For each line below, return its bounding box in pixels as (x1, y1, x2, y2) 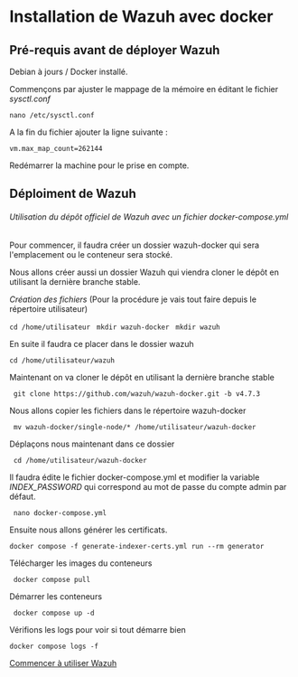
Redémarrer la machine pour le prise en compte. (9, 160, 190, 171)
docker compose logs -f (9, 642, 99, 651)
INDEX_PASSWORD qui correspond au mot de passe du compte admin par (9, 481, 287, 492)
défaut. (9, 491, 36, 502)
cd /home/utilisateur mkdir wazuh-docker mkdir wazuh (9, 323, 220, 332)
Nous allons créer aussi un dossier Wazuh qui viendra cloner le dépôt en (9, 267, 280, 277)
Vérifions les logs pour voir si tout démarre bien (9, 624, 187, 635)
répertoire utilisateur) (9, 303, 88, 314)
